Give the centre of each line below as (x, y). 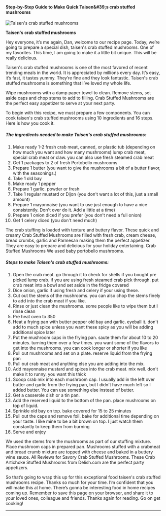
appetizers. (17, 468)
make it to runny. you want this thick (50, 374)
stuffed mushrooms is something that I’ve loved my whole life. (68, 83)
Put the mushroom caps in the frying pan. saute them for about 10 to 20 (85, 337)
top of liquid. (26, 406)
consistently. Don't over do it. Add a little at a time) (64, 210)
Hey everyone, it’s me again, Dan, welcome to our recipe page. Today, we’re (83, 42)
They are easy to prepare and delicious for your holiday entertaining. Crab (81, 246)
